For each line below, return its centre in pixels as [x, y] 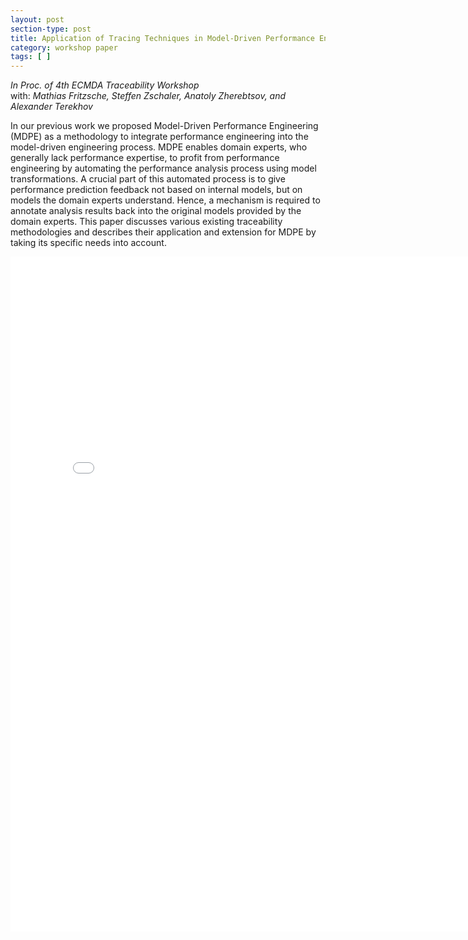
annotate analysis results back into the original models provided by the [156, 211]
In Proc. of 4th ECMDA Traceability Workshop [105, 85]
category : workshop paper [64, 47]
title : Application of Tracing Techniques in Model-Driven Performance [162, 38]
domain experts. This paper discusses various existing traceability [146, 222]
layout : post [37, 19]
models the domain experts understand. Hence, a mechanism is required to [165, 200]
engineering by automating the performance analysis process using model [163, 168]
